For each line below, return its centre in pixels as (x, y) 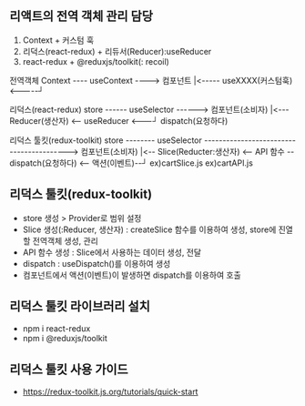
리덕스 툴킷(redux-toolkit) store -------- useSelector (106, 140)
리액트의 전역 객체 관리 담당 (81, 16)
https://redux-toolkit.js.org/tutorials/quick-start (110, 392)
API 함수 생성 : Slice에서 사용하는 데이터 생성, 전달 (112, 252)
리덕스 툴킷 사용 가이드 (69, 369)
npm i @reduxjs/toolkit (65, 339)
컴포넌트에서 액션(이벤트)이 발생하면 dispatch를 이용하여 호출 (132, 275)
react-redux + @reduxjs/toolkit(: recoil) (96, 61)
